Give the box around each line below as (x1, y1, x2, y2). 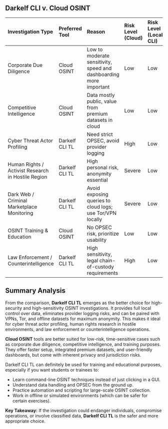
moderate (86, 52, 110, 59)
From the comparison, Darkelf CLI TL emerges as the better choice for (5, 300, 150, 306)
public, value (86, 97, 117, 104)
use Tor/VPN (86, 209, 116, 216)
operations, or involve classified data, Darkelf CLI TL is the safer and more (5, 413, 158, 419)
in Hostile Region (7, 173, 47, 180)
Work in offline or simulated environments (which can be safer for (12, 392, 148, 399)
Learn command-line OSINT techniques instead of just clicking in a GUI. (12, 377, 161, 383)
